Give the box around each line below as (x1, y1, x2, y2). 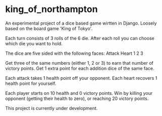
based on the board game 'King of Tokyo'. (5, 25, 92, 31)
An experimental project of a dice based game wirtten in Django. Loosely (5, 20, 157, 26)
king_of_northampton (5, 4, 98, 15)
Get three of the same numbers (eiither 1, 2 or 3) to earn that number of (5, 60, 154, 66)
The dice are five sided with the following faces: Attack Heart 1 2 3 (5, 50, 143, 56)
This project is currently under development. (5, 105, 98, 111)
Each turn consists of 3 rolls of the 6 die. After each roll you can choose (5, 35, 155, 41)
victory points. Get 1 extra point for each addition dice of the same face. (5, 65, 155, 71)
